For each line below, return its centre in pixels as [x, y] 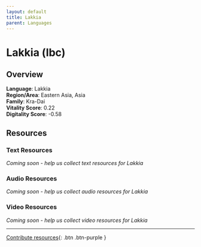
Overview [25, 74]
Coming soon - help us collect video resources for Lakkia [77, 220]
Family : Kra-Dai [26, 102]
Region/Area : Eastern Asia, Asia [46, 95]
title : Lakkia [24, 17]
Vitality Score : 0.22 [31, 108]
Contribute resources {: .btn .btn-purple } [56, 237]
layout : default [26, 12]
